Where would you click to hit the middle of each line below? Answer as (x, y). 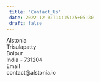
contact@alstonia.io (31, 73)
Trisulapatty (21, 47)
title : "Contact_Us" (35, 12)
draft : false (26, 23)
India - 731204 (24, 60)
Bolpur (15, 53)
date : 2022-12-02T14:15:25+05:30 (52, 18)
